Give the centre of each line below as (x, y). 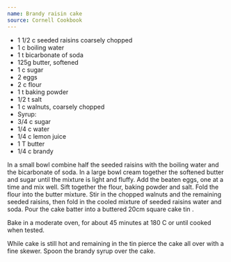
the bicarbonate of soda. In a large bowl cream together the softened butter (115, 172)
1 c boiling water (41, 47)
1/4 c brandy (35, 151)
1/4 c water (33, 129)
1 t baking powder (43, 92)
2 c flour (29, 84)
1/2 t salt (29, 99)
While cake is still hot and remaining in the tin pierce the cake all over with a (115, 243)
